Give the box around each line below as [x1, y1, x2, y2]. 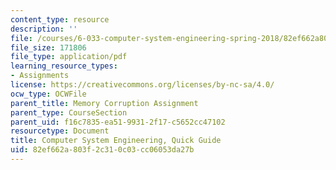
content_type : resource [10, 14, 110, 25]
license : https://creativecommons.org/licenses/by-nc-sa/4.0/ [10, 80, 275, 90]
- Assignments [10, 71, 70, 81]
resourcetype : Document [10, 126, 110, 136]
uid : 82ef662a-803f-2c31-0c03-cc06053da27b [10, 145, 195, 155]
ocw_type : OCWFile [10, 89, 87, 99]
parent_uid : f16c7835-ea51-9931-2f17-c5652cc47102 [10, 117, 226, 127]
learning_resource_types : [10, 61, 118, 71]
